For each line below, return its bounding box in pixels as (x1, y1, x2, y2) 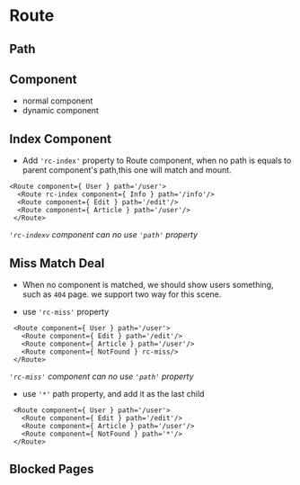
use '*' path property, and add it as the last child (22, 389, 205, 400)
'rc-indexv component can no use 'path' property (9, 229, 199, 240)
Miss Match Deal (9, 256, 105, 271)
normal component (22, 95, 93, 106)
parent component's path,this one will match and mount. (22, 165, 232, 175)
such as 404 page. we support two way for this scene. (22, 289, 222, 300)
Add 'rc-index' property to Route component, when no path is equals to (22, 155, 292, 166)
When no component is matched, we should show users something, (22, 280, 274, 291)
